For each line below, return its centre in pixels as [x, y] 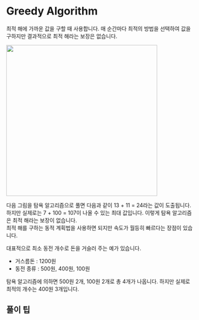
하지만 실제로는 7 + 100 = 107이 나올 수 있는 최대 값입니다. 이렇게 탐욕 [89, 213]
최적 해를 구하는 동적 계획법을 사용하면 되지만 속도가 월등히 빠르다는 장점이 [94, 228]
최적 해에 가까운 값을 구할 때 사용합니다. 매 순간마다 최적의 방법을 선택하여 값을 [99, 28]
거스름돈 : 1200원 [36, 261]
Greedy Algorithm [52, 11]
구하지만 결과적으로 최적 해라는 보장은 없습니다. [62, 36]
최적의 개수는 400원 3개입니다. [43, 289]
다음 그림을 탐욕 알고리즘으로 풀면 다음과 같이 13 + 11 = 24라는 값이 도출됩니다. [99, 205]
